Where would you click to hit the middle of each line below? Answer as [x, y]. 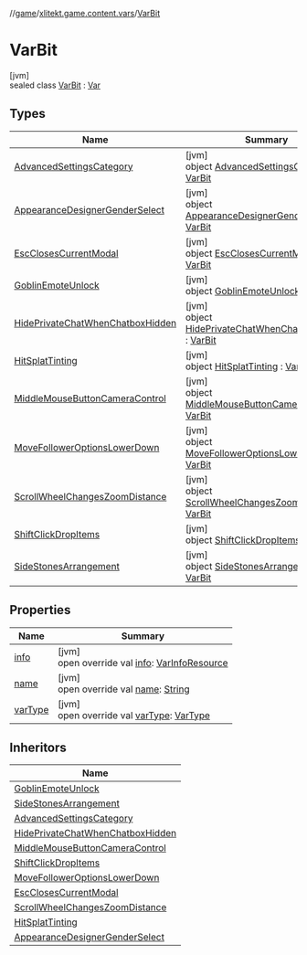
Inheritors [38, 747]
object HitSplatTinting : [234, 366]
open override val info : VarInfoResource [143, 663]
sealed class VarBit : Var [55, 85]
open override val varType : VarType [134, 715]
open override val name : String [124, 689]
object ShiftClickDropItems [243, 540]
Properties [40, 610]
